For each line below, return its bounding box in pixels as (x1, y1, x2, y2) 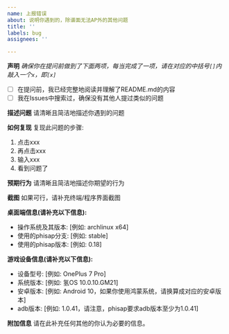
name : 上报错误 (7, 10, 47, 17)
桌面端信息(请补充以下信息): (7, 209, 87, 217)
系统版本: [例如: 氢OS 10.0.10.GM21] (17, 279, 119, 287)
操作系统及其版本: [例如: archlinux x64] (17, 223, 129, 231)
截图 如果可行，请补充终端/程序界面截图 (7, 193, 121, 202)
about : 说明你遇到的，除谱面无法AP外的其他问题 (7, 17, 128, 24)
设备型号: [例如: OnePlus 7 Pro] (17, 270, 106, 278)
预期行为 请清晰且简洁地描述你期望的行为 (7, 179, 125, 187)
